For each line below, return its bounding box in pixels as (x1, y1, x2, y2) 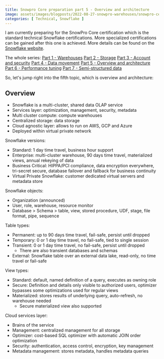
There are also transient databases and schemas (19, 248, 118, 254)
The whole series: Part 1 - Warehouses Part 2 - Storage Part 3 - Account (5, 55, 150, 61)
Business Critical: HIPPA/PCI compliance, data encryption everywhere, (12, 163, 155, 169)
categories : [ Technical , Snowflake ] (5, 16, 84, 21)
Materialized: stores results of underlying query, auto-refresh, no (12, 293, 143, 299)
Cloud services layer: (5, 312, 48, 319)
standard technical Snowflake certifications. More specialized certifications (5, 35, 157, 41)
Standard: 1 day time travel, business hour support (12, 147, 114, 153)
